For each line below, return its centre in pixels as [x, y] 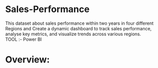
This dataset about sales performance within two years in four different [79, 23]
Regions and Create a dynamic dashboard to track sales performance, [78, 28]
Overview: [28, 60]
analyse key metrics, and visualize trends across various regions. [73, 34]
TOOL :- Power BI [24, 39]
